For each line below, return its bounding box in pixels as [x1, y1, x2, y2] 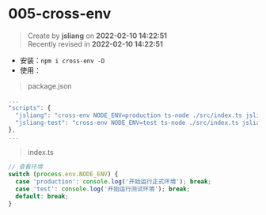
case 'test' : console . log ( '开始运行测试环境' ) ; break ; [15, 185, 191, 193]
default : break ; [15, 192, 69, 200]
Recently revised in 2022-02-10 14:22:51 [27, 39, 164, 48]
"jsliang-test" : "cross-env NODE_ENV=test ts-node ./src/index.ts [15, 119, 239, 126]
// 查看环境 [8, 163, 44, 171]
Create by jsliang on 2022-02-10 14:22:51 [27, 31, 168, 40]
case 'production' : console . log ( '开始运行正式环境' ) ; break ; [15, 177, 212, 186]
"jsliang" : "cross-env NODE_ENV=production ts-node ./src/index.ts [15, 111, 243, 119]
